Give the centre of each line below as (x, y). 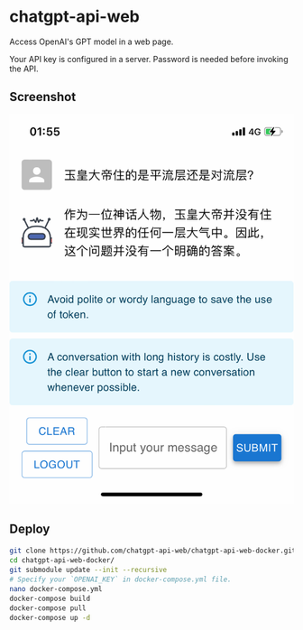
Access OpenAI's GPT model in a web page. (92, 42)
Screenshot (43, 97)
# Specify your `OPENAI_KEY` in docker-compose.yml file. (120, 579)
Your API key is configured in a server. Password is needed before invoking (149, 59)
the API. (24, 69)
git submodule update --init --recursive (88, 570)
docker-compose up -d (50, 617)
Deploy (30, 529)
